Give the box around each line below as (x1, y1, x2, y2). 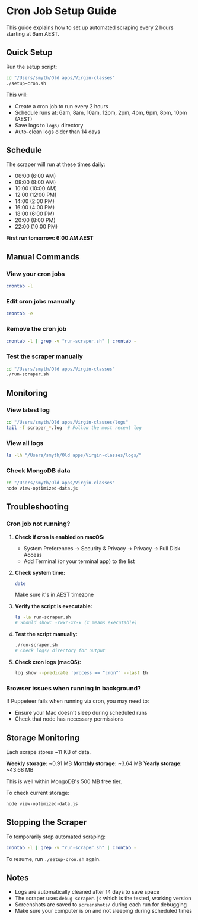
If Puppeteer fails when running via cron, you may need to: (6, 697, 149, 705)
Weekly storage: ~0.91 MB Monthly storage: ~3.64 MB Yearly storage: (6, 760, 183, 767)
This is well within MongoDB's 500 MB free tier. (6, 778, 122, 785)
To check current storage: (6, 789, 70, 796)
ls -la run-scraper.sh (14, 614, 71, 620)
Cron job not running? (6, 520, 71, 528)
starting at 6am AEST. (6, 30, 59, 37)
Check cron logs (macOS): (14, 658, 82, 665)
